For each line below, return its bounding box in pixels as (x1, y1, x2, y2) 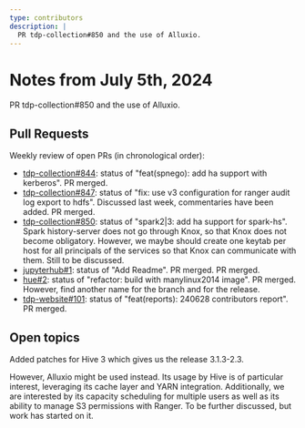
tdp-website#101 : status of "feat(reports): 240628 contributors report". (22, 293, 289, 305)
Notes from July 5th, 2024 (9, 69, 213, 90)
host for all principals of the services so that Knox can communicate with (22, 245, 297, 256)
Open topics (9, 330, 80, 345)
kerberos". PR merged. (22, 178, 108, 189)
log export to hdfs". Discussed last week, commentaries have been (22, 197, 274, 208)
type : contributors (9, 13, 84, 23)
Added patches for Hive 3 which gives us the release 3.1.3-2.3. (9, 353, 244, 364)
